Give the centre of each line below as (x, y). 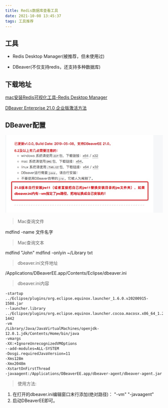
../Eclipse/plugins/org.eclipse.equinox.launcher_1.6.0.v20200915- (77, 299)
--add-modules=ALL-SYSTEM (32, 349)
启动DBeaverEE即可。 (35, 400)
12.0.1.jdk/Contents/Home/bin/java (42, 334)
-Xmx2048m (15, 364)
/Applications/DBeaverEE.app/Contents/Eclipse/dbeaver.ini (66, 273)
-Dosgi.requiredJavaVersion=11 (38, 354)
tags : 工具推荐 (19, 21)
